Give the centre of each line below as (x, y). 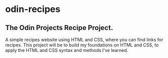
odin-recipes (33, 9)
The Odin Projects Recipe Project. (59, 28)
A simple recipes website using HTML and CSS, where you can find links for (84, 39)
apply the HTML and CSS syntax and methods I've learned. (67, 50)
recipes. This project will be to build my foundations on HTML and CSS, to (82, 45)
